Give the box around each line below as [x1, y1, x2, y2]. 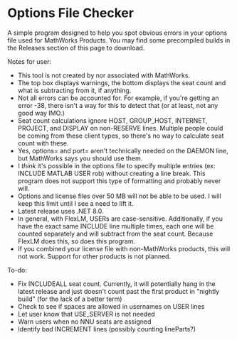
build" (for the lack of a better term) [17, 295, 122, 303]
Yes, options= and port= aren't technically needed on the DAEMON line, [17, 146, 229, 155]
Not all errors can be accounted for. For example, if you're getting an [17, 94, 219, 102]
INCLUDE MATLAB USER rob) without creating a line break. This [17, 169, 206, 177]
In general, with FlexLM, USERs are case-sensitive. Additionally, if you [17, 214, 223, 223]
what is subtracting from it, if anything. [17, 86, 132, 94]
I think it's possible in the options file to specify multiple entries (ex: [17, 161, 216, 170]
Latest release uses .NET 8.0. [17, 207, 104, 215]
